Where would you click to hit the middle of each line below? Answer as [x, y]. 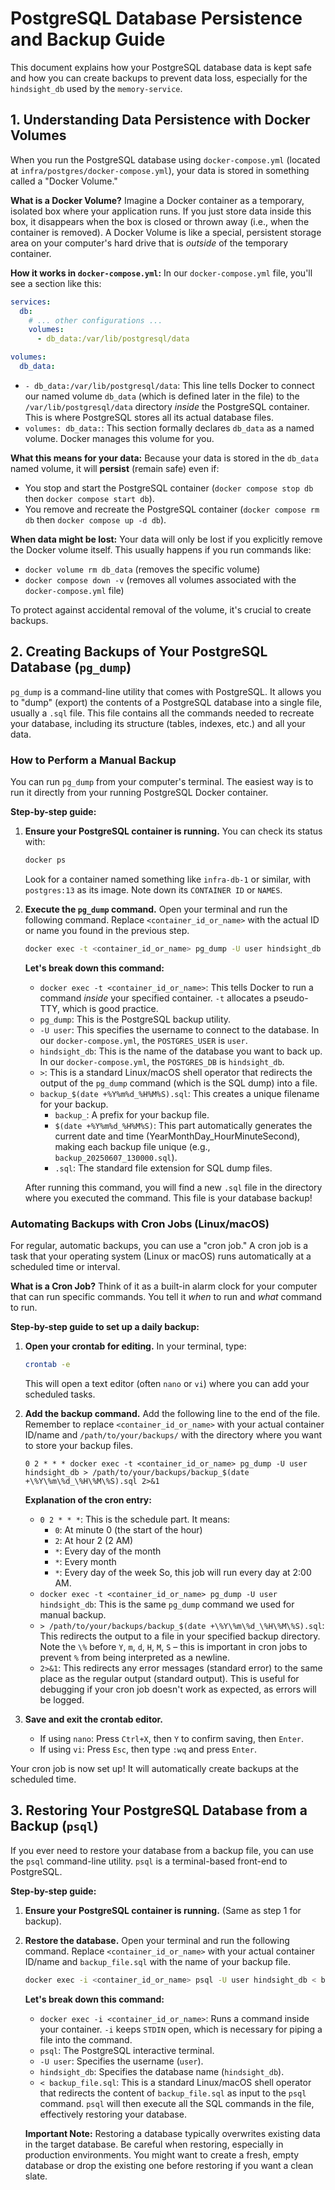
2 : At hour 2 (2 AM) [94, 1540]
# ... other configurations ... [95, 320]
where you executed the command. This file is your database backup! [168, 1198]
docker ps [45, 860]
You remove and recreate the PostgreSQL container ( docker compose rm [172, 509]
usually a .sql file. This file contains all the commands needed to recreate [162, 713]
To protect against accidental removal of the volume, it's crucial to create [161, 609]
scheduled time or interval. [65, 1267]
